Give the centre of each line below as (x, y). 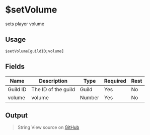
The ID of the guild (53, 89)
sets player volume (25, 24)
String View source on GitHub (48, 127)
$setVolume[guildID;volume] (35, 51)
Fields (15, 67)
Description (53, 81)
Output (16, 115)
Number (90, 97)
